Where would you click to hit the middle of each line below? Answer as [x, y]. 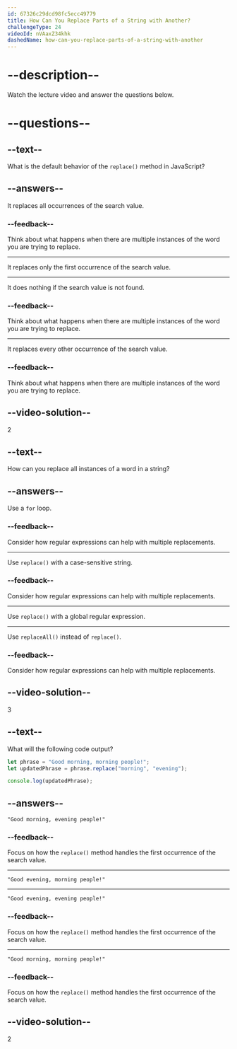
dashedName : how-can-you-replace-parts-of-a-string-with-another [105, 40]
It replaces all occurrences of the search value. [76, 205]
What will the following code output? [60, 749]
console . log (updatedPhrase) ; [50, 781]
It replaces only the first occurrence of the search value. [89, 267]
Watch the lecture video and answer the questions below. [91, 95]
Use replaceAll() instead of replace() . [64, 637]
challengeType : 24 [34, 27]
